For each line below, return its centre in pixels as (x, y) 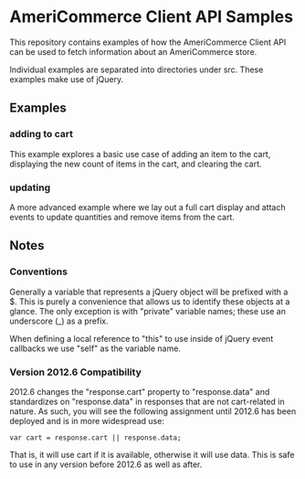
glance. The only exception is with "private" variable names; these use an (147, 311)
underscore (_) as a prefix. (59, 321)
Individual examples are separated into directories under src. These (137, 69)
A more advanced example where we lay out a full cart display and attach (147, 207)
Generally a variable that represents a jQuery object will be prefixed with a (149, 292)
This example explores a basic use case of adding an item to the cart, (140, 154)
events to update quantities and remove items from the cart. (122, 217)
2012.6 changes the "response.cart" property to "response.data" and (140, 391)
